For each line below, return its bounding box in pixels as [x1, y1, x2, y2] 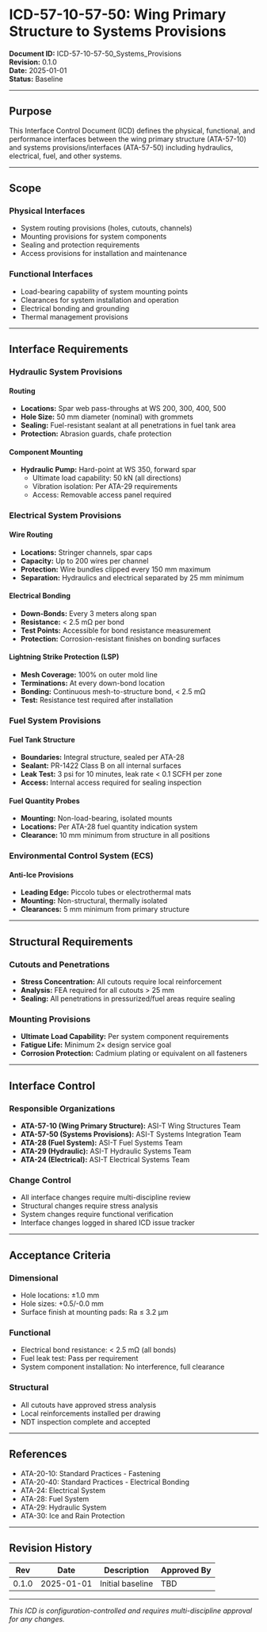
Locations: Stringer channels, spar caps [20, 547, 153, 557]
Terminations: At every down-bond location [20, 678, 166, 688]
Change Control [9, 1175, 71, 1186]
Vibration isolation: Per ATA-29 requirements [32, 482, 177, 491]
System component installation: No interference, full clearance [20, 1362, 225, 1372]
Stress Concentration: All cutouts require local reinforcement [20, 977, 223, 987]
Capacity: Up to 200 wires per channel [20, 556, 149, 565]
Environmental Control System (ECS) [9, 851, 154, 862]
